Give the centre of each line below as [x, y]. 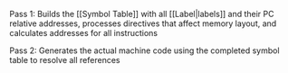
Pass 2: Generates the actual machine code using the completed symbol [144, 50]
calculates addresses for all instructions [84, 33]
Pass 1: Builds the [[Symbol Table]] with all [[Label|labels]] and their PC [142, 14]
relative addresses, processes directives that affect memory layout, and [143, 23]
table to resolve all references [65, 60]
